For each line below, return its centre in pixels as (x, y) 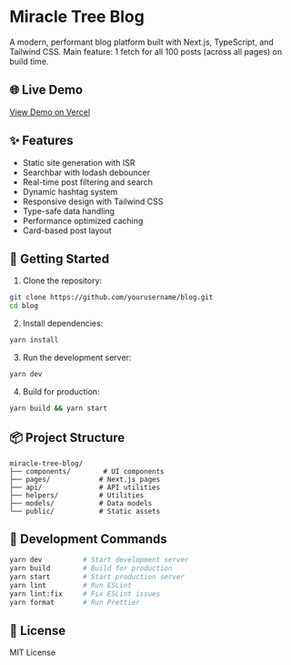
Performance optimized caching (83, 220)
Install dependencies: (63, 323)
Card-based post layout (67, 230)
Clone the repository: (62, 281)
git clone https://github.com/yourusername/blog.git (111, 298)
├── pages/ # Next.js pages (85, 479)
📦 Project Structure (67, 438)
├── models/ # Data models (81, 503)
